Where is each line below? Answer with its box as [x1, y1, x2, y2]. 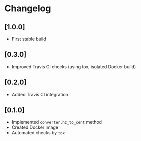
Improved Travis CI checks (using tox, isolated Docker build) [11, 63, 136, 70]
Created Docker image [11, 124, 58, 130]
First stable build [11, 36, 46, 42]
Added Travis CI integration [11, 91, 68, 97]
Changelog [4, 3, 51, 14]
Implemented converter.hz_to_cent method [11, 119, 102, 125]
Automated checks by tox [11, 130, 65, 136]
